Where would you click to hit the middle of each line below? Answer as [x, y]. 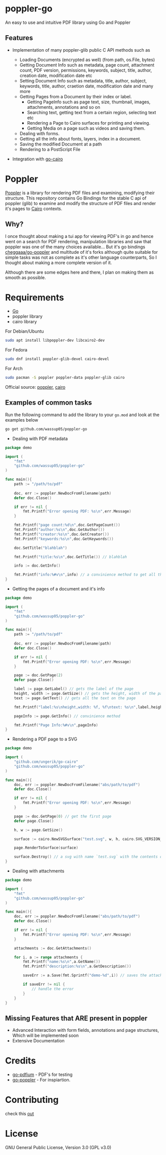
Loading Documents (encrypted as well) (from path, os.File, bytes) [87, 60]
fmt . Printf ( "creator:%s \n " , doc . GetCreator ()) [62, 534]
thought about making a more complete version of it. [59, 262]
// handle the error [53, 989]
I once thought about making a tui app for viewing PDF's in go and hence [79, 236]
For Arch [14, 368]
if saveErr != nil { [44, 984]
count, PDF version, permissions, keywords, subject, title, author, [86, 70]
